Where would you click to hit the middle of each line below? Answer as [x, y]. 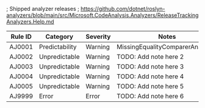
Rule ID [21, 37]
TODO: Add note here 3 [150, 66]
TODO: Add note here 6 [150, 96]
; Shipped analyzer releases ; [43, 9]
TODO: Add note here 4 [150, 76]
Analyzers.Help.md [30, 22]
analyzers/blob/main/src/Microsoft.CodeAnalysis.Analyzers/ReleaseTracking [103, 15]
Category [59, 37]
